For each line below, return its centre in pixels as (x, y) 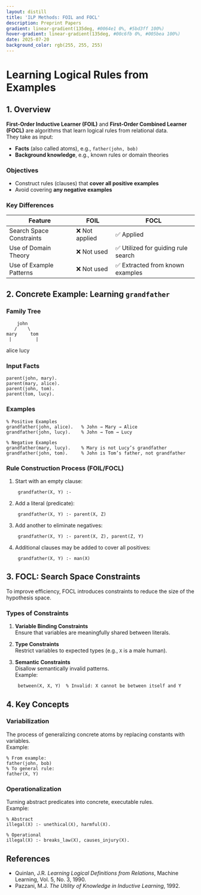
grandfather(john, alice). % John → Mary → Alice (72, 427)
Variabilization (28, 721)
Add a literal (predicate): (45, 504)
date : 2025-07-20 (28, 40)
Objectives (22, 170)
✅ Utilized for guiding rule (151, 248)
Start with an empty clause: (48, 481)
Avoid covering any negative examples (63, 190)
